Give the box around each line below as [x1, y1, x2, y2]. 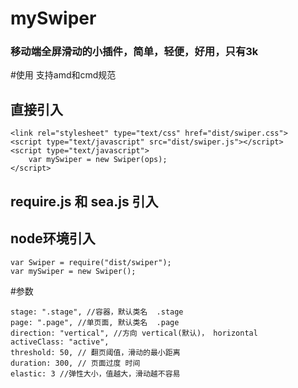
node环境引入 [10, 230, 96, 247]
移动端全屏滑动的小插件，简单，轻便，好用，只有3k [10, 45, 259, 59]
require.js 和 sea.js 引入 [10, 193, 159, 210]
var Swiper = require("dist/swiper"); [10, 257, 172, 267]
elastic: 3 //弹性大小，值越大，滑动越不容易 [10, 368, 181, 379]
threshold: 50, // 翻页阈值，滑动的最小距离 [10, 347, 181, 357]
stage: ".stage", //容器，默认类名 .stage [10, 307, 184, 317]
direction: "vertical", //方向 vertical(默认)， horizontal [10, 328, 258, 338]
